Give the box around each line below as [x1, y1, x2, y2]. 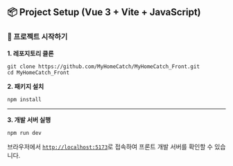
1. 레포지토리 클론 [7, 49, 54, 58]
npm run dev [7, 129, 42, 136]
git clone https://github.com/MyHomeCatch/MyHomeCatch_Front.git [7, 63, 200, 70]
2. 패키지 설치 [7, 82, 44, 90]
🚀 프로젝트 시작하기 [7, 32, 68, 42]
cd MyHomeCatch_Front [7, 69, 70, 76]
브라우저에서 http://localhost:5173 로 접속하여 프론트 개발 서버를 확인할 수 [7, 142, 214, 151]
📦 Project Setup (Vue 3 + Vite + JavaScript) [7, 6, 201, 18]
